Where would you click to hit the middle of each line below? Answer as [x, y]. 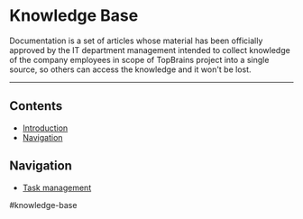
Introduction [45, 128]
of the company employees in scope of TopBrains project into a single [139, 59]
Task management [57, 187]
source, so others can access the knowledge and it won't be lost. [130, 69]
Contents [36, 106]
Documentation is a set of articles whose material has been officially [136, 41]
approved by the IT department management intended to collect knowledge [150, 50]
